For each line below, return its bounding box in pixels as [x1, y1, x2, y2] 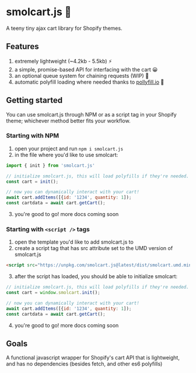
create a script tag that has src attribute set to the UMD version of [14, 245, 173, 252]
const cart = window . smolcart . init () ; [6, 290, 100, 296]
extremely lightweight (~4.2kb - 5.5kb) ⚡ [14, 57, 112, 64]
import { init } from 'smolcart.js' [6, 162, 95, 169]
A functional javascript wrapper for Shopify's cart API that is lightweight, [6, 354, 180, 361]
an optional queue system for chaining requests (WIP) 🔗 [14, 72, 149, 79]
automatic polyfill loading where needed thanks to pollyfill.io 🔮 [14, 78, 164, 85]
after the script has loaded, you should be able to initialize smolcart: [14, 273, 178, 280]
